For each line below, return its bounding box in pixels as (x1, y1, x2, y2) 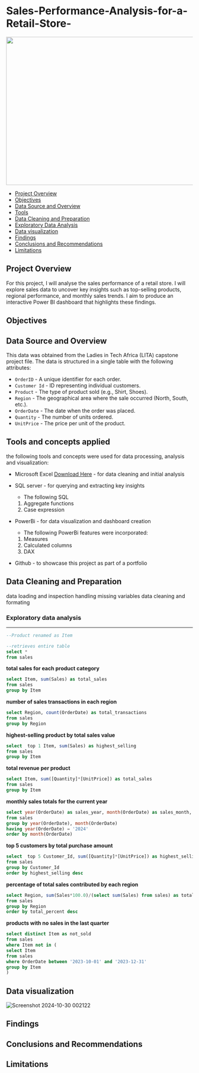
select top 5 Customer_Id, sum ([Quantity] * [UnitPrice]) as (6, 854, 158, 859)
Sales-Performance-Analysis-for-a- (6, 4, 188, 18)
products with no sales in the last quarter (6, 919, 110, 926)
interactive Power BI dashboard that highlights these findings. (6, 298, 156, 305)
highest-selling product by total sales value (6, 731, 115, 738)
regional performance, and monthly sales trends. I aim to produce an (6, 292, 174, 299)
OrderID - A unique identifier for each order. (14, 375, 121, 383)
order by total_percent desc (6, 909, 78, 915)
